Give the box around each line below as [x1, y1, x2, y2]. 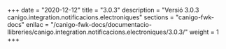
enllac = [25, 21, 50, 28]
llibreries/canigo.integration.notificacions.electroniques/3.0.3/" [7, 28, 188, 36]
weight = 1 [189, 28, 219, 36]
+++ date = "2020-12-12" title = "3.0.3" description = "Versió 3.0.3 [7, 6, 199, 14]
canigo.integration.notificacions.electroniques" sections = [7, 13, 175, 21]
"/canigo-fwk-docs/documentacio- [50, 21, 153, 28]
